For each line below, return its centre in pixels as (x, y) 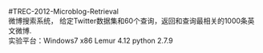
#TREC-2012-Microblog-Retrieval (63, 11)
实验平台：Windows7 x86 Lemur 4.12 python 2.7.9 (91, 40)
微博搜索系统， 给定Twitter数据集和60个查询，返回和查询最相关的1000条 (128, 21)
